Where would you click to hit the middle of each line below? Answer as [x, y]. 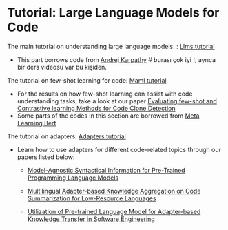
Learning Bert [37, 123]
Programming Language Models [73, 178]
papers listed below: [46, 157]
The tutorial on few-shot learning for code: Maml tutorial [87, 80]
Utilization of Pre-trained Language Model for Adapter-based [114, 211]
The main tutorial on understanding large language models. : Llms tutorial [111, 46]
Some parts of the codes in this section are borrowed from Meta [108, 116]
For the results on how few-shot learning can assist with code [105, 94]
